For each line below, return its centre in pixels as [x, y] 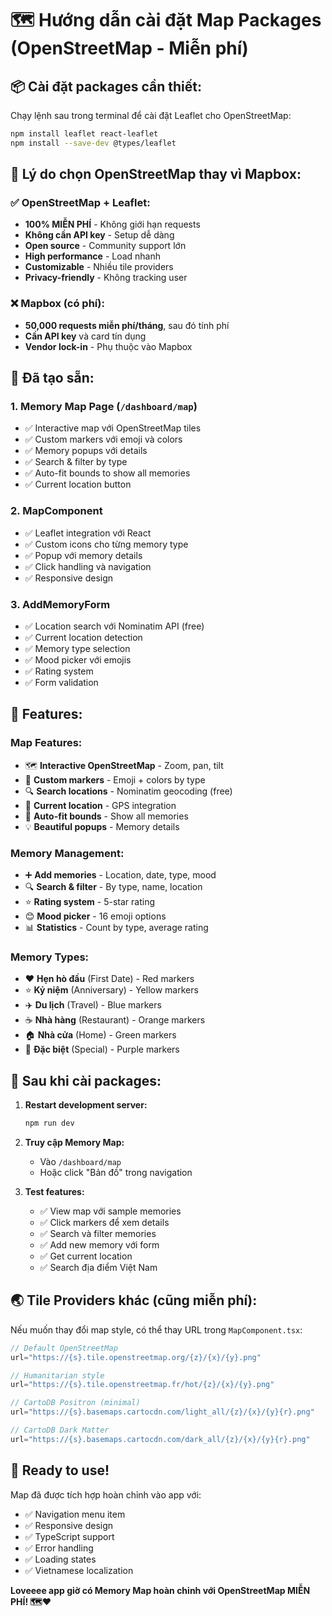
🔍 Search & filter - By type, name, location [113, 886]
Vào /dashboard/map [80, 1161]
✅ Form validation [61, 683]
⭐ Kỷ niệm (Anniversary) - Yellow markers [111, 990]
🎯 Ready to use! [60, 1470]
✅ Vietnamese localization [79, 1570]
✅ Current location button [78, 484]
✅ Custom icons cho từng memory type [106, 544]
